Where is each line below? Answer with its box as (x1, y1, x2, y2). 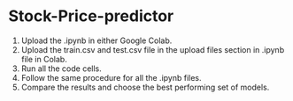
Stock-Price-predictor (8, 6, 174, 26)
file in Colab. (20, 54, 67, 64)
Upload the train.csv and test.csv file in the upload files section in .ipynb (20, 44, 285, 54)
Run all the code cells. (20, 63, 103, 74)
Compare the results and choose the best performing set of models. (20, 82, 270, 92)
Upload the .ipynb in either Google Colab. (20, 35, 173, 46)
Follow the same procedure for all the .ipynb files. (20, 72, 202, 83)
